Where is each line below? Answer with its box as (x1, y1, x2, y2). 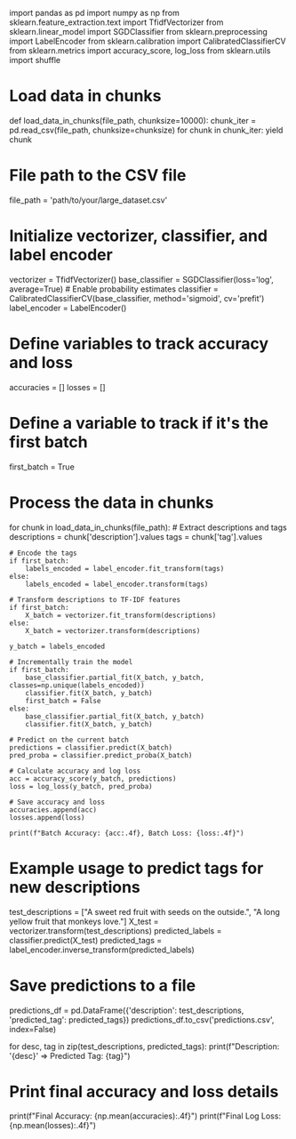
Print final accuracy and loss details (9, 1081, 279, 1102)
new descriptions (9, 877, 140, 897)
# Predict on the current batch (9, 735, 129, 744)
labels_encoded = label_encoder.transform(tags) (25, 580, 209, 589)
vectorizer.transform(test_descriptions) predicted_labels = (9, 925, 222, 936)
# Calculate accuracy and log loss (9, 766, 141, 775)
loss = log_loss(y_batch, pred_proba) (9, 782, 153, 790)
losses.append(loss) (9, 813, 86, 822)
